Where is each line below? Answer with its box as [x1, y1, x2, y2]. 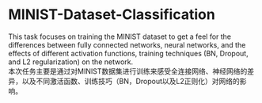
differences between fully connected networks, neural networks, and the [8, 40, 246, 49]
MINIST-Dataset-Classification [8, 6, 215, 24]
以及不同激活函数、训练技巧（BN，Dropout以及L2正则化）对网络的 [21, 76, 240, 86]
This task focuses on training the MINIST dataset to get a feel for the [8, 32, 232, 41]
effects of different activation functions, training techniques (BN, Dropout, [8, 48, 249, 58]
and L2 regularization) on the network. [8, 57, 134, 67]
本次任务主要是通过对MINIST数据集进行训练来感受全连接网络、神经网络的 [8, 66, 248, 76]
